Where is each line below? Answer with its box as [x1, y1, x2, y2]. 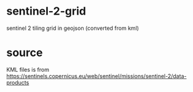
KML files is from [6, 66, 49, 73]
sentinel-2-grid [6, 4, 87, 18]
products [6, 79, 30, 86]
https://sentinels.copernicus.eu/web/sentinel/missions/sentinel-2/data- [6, 72, 187, 80]
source [6, 46, 43, 60]
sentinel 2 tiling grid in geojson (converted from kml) [6, 24, 140, 32]
